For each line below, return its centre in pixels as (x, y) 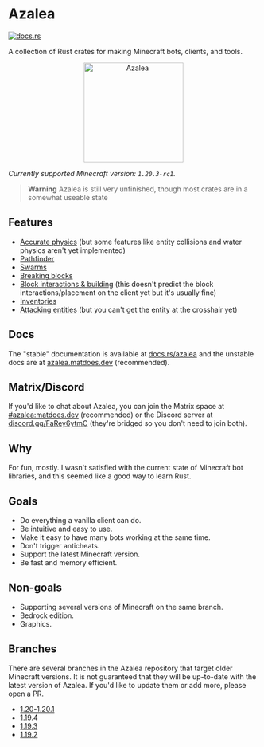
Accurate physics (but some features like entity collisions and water (131, 242)
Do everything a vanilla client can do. (80, 520)
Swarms (33, 267)
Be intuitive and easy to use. (66, 529)
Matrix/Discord (47, 387)
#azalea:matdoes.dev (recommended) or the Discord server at (111, 415)
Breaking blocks (46, 275)
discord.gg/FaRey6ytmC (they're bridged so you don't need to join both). (128, 423)
